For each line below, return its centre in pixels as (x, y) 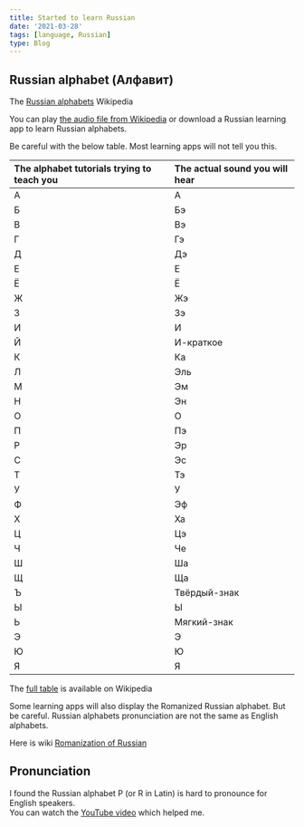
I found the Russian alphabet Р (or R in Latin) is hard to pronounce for (138, 793)
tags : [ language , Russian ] (60, 34)
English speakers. (43, 803)
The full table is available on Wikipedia (81, 688)
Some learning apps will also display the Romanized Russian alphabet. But (147, 707)
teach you (36, 180)
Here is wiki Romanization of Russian (78, 743)
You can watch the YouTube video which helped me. (107, 813)
